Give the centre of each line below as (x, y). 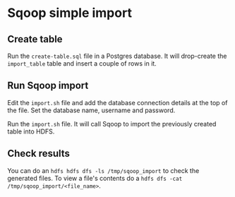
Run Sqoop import (48, 86)
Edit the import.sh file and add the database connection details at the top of (117, 102)
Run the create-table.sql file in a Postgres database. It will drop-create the (117, 56)
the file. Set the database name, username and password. (91, 110)
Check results (39, 154)
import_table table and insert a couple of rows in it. (82, 64)
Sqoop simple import (70, 13)
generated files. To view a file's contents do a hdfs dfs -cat (95, 178)
